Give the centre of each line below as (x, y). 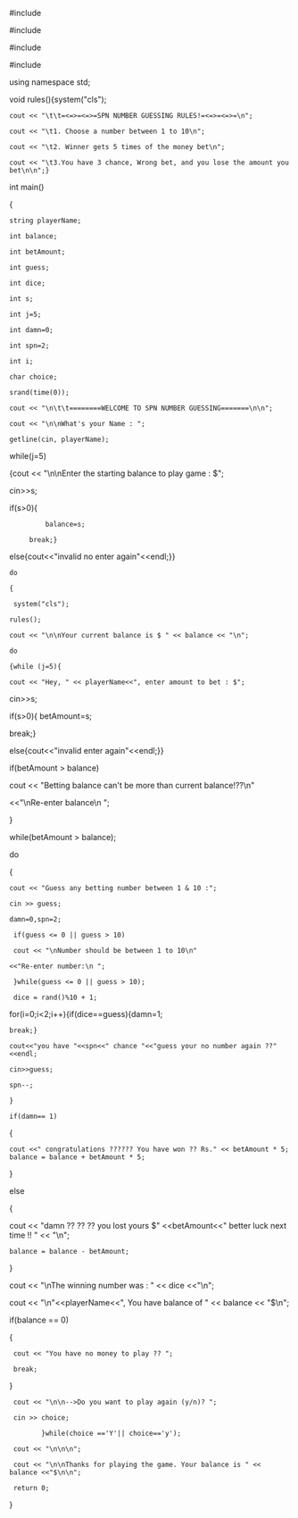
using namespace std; (50, 82)
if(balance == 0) (39, 1320)
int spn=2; (29, 346)
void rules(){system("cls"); (58, 99)
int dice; (28, 283)
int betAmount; (37, 252)
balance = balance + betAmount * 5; (77, 1157)
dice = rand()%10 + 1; (55, 997)
